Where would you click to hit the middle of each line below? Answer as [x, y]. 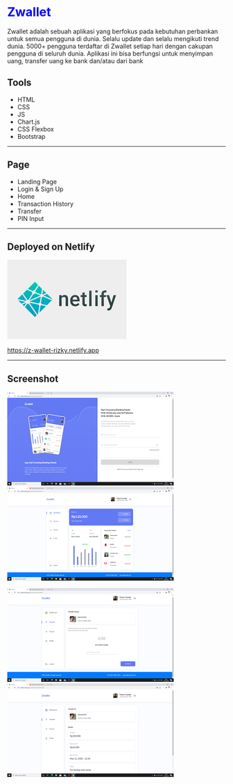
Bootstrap [31, 136]
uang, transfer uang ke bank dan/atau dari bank [75, 60]
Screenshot [33, 378]
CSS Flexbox [35, 129]
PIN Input [31, 218]
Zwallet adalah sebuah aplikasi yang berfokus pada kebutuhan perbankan [113, 31]
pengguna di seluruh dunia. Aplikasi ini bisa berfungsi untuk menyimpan [110, 54]
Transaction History [45, 204]
